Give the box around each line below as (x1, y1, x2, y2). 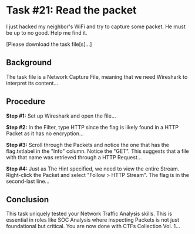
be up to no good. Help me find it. (6, 29, 88, 36)
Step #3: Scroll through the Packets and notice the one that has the (6, 141, 169, 148)
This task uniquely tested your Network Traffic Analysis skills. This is (6, 210, 172, 218)
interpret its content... (6, 79, 59, 86)
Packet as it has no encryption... (6, 130, 84, 137)
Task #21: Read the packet (6, 4, 137, 17)
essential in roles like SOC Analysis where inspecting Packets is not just (6, 216, 180, 223)
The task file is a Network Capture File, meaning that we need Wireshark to (6, 73, 188, 80)
